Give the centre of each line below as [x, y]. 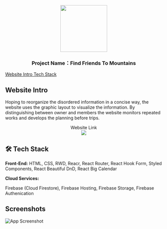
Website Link [84, 128]
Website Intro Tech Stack [31, 74]
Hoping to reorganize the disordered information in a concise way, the [77, 102]
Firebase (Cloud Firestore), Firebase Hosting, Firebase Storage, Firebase [80, 188]
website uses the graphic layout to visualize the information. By [70, 107]
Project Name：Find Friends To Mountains [84, 63]
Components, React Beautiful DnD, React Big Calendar [61, 169]
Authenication [19, 193]
